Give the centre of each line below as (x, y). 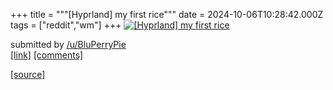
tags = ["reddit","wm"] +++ (66, 25)
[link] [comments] (47, 55)
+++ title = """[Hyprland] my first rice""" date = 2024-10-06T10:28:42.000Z (167, 14)
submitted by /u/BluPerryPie (68, 44)
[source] (28, 74)
